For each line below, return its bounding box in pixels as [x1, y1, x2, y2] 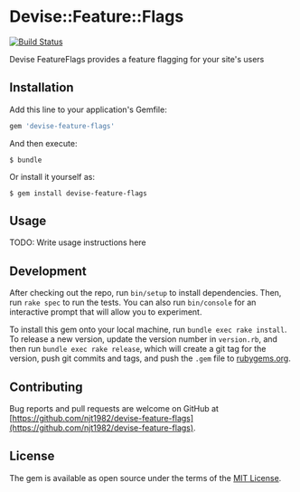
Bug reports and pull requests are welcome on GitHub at [9, 403, 220, 414]
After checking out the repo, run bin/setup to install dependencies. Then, [9, 288, 282, 298]
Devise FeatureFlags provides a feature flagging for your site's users [9, 53, 265, 64]
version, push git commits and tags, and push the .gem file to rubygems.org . [9, 353, 292, 364]
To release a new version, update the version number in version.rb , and [9, 334, 278, 345]
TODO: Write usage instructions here [9, 237, 146, 248]
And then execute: [9, 137, 78, 148]
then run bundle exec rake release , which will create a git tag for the [9, 344, 267, 355]
